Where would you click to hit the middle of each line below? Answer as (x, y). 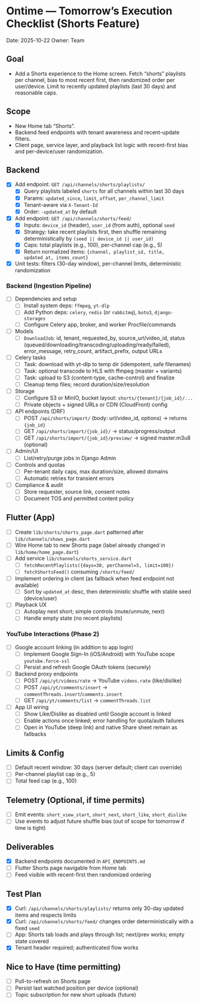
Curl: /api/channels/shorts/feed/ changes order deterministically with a (104, 921)
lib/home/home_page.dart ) (47, 552)
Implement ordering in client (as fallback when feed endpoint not (94, 579)
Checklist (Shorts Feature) (73, 24)
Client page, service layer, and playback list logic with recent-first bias (101, 145)
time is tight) (30, 828)
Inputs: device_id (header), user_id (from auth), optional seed (99, 225)
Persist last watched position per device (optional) (76, 988)
